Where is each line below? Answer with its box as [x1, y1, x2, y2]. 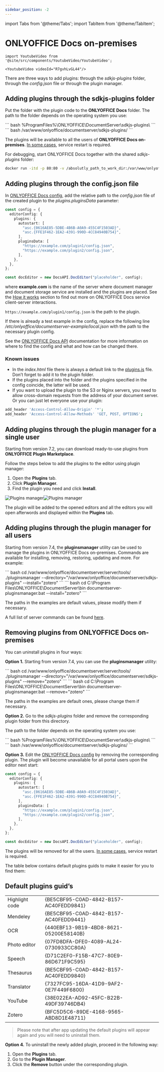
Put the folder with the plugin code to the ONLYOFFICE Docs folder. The [5, 107, 150, 113]
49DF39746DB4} [44, 1000, 85, 1007]
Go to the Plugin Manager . [12, 1056, 66, 1062]
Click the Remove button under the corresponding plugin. [12, 1061, 128, 1067]
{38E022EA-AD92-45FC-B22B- [44, 994, 123, 1001]
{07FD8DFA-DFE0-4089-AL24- [44, 938, 123, 945]
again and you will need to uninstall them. [17, 1032, 101, 1038]
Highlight [7, 896, 28, 903]
